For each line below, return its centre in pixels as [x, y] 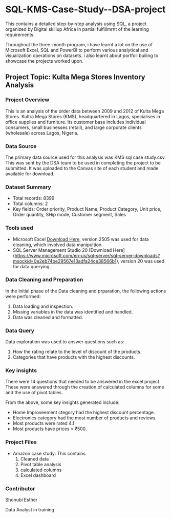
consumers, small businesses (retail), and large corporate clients [73, 127]
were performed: [23, 296]
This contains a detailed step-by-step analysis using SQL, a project [76, 24]
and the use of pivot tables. [34, 393]
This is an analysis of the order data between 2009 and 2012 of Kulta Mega [85, 111]
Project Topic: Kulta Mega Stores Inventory [75, 77]
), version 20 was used [140, 261]
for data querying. [32, 266]
